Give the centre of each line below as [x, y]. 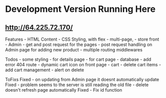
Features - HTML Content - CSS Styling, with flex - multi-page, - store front [82, 39]
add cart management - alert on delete [45, 70]
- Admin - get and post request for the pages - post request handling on [79, 45]
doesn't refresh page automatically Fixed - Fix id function [64, 90]
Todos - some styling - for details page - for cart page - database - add [78, 59]
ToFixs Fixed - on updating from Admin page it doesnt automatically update [82, 79]
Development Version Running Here [81, 9]
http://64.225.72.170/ [39, 27]
